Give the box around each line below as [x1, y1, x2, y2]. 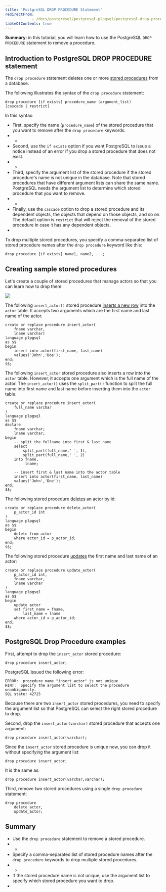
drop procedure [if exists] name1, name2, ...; [5, 252, 105, 257]
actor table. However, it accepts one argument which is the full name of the [5, 375, 159, 381]
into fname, [14, 457, 39, 462]
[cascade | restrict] [5, 104, 50, 109]
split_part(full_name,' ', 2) [23, 452, 85, 458]
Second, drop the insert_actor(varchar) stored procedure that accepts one [5, 720, 160, 726]
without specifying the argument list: [5, 749, 80, 755]
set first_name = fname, [14, 607, 65, 611]
